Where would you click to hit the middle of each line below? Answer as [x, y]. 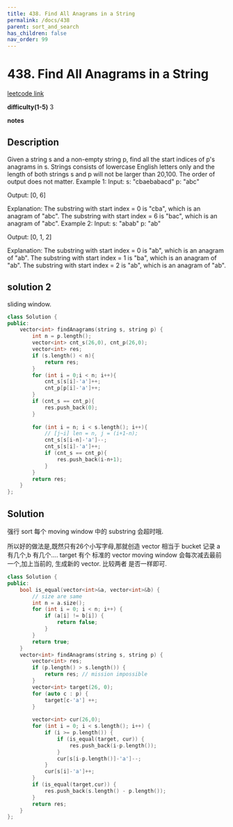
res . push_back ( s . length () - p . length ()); [105, 791]
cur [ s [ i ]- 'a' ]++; [70, 772]
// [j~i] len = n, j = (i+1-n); [91, 433]
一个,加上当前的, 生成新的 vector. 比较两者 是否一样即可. [87, 564]
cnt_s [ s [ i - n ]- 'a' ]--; [76, 440]
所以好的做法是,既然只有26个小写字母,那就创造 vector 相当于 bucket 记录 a [114, 546]
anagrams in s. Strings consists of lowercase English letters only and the [111, 166]
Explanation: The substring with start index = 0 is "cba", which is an [104, 208]
